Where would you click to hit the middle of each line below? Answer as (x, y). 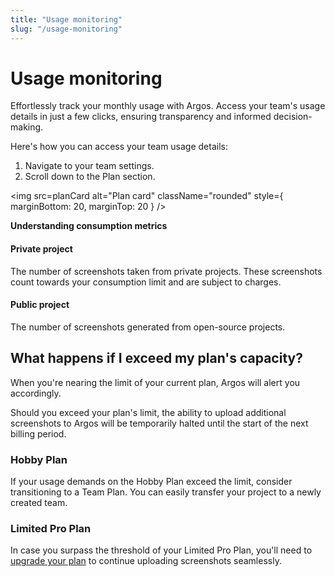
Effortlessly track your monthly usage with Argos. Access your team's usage (168, 106)
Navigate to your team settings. (89, 166)
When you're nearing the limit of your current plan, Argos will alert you (155, 382)
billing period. (38, 433)
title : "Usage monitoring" (66, 19)
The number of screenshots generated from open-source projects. (148, 327)
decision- (293, 117)
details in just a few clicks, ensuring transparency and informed (141, 117)
